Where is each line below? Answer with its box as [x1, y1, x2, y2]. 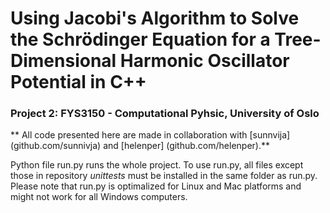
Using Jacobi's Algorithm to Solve [10, 7, 300, 30]
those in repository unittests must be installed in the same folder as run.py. [10, 170, 318, 182]
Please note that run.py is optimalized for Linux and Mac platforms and [10, 180, 302, 192]
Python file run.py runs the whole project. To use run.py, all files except [10, 159, 304, 171]
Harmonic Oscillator [119, 50, 290, 72]
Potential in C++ [10, 71, 147, 94]
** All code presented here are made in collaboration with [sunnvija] [10, 129, 291, 141]
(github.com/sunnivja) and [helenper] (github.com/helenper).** [10, 140, 271, 152]
